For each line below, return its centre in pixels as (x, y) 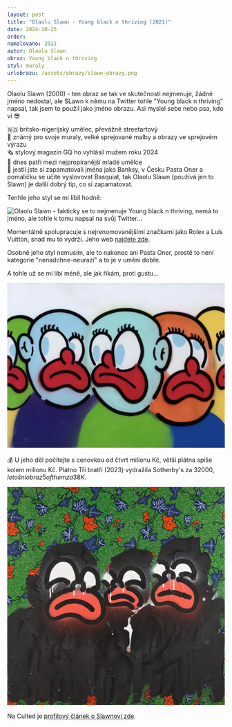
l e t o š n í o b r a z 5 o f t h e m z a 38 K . (47, 477)
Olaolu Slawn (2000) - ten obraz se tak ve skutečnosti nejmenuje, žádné (110, 93)
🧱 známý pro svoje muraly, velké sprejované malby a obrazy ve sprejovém (112, 137)
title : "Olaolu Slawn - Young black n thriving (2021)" (89, 22)
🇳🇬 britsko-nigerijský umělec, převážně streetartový (83, 129)
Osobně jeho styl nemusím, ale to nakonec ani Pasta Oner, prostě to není (110, 252)
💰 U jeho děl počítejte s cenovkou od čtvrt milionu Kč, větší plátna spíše (110, 460)
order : (17, 37)
